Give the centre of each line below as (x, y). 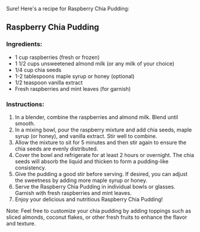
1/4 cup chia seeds (38, 70)
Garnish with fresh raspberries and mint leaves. (73, 193)
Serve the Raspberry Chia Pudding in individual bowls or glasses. (95, 186)
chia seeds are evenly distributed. (56, 149)
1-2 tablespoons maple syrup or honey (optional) (75, 76)
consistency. (30, 167)
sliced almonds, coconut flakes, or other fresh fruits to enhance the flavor (97, 217)
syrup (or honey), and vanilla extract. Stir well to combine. (86, 136)
